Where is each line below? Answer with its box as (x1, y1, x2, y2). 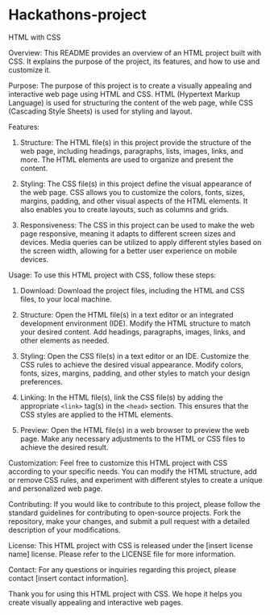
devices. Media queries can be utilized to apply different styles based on (19, 237, 262, 247)
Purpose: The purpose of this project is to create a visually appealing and (8, 81, 252, 90)
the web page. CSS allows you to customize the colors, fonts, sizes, (19, 187, 246, 197)
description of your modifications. (8, 525, 121, 534)
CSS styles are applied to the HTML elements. (19, 409, 173, 419)
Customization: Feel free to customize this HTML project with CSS (8, 458, 228, 467)
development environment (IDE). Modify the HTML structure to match (19, 318, 251, 328)
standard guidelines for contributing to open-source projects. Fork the (8, 508, 242, 517)
